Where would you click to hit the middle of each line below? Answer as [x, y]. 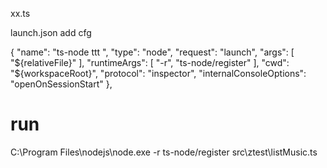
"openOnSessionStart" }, [61, 84]
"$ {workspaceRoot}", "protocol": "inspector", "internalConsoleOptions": [158, 73]
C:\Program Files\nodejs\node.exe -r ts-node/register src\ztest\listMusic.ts [164, 152]
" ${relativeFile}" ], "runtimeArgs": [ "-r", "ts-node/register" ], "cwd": [150, 62]
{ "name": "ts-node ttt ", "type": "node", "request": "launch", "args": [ [152, 52]
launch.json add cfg [51, 32]
